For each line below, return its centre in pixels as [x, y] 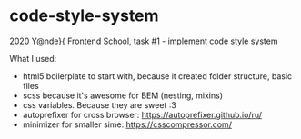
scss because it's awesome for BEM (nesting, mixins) [122, 95]
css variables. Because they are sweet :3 [100, 104]
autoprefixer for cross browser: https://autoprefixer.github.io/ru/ [142, 114]
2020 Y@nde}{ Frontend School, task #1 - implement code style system [144, 41]
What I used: [33, 58]
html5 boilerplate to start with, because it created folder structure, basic [157, 76]
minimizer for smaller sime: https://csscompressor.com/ [127, 124]
